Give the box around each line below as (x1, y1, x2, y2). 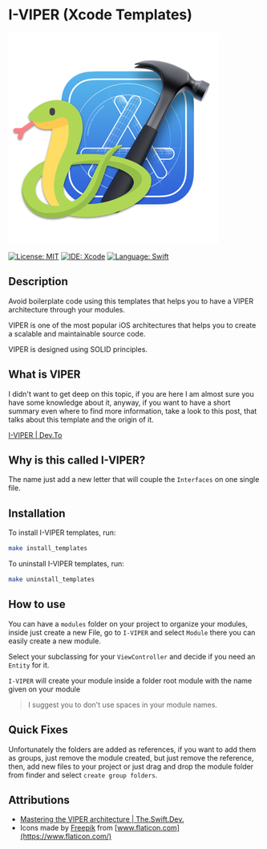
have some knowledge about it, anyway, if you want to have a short (8, 398, 231, 407)
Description (8, 275, 68, 288)
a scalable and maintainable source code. (8, 329, 146, 338)
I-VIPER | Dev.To (8, 430, 63, 439)
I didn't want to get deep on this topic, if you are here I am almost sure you (8, 389, 254, 398)
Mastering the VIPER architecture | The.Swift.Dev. (19, 814, 184, 824)
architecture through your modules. (8, 304, 126, 314)
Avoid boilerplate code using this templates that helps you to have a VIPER (8, 296, 254, 306)
